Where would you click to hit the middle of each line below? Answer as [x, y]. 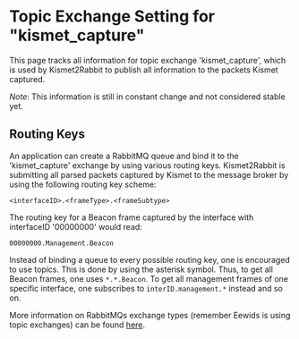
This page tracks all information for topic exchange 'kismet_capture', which [148, 60]
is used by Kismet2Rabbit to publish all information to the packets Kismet [144, 70]
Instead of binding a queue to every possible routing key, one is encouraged [150, 259]
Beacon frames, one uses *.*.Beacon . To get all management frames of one [149, 278]
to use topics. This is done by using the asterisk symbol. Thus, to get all [141, 269]
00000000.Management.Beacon [62, 243]
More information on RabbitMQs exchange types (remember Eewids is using [150, 315]
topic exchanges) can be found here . [77, 325]
